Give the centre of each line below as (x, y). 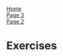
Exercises (32, 46)
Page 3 (15, 15)
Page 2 (15, 21)
